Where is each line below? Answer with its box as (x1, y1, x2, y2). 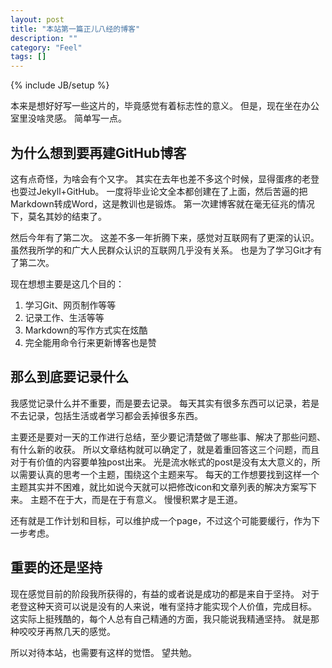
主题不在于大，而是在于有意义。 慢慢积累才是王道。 (29, 493, 243, 505)
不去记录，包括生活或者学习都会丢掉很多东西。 (10, 409, 203, 421)
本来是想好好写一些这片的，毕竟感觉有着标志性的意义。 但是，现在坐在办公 (10, 100, 320, 112)
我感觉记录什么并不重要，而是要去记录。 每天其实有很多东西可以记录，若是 (10, 397, 320, 409)
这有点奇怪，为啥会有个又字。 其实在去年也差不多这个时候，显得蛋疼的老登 (10, 172, 320, 185)
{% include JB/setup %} (10, 79, 110, 91)
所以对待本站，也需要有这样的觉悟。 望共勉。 (10, 646, 197, 658)
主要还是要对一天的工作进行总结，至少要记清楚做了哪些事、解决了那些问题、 (10, 431, 326, 443)
